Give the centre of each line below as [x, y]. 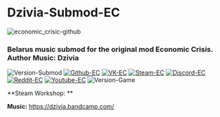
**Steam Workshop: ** [40, 93]
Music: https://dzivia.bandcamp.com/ [61, 107]
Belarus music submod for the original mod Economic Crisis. [110, 49]
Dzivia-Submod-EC [64, 13]
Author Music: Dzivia [43, 57]
